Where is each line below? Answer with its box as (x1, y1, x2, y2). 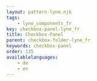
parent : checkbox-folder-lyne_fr (6, 37, 91, 43)
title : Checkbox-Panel (6, 32, 64, 38)
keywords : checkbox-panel (6, 43, 72, 49)
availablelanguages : (6, 54, 59, 60)
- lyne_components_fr (17, 20, 72, 26)
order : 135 (6, 49, 34, 55)
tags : (6, 15, 20, 21)
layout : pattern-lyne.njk (6, 9, 72, 15)
